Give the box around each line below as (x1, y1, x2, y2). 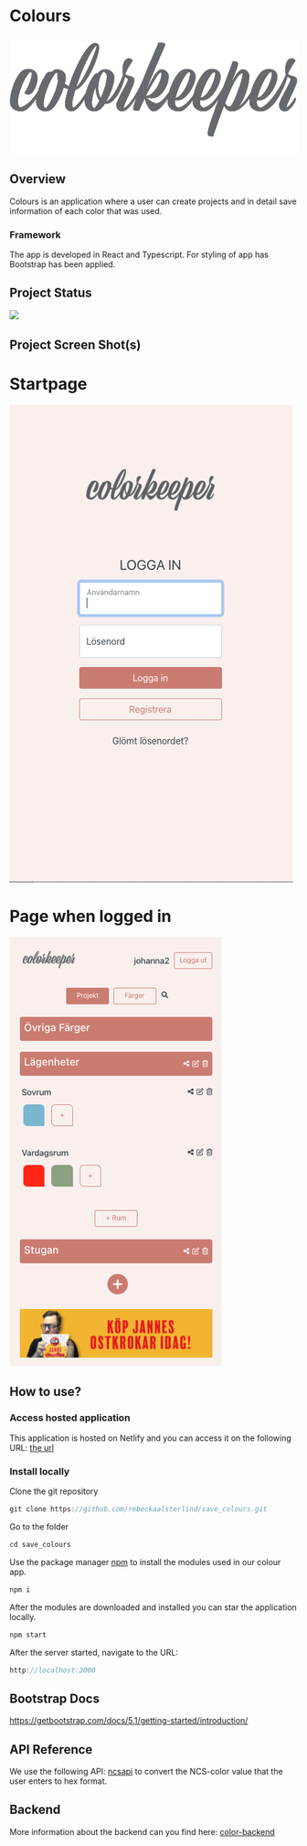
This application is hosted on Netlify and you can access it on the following (9, 1433, 292, 1444)
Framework (9, 228, 61, 241)
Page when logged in (9, 907, 172, 927)
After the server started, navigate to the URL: (9, 1647, 178, 1658)
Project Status (9, 285, 93, 301)
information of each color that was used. (9, 205, 163, 216)
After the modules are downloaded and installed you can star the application (9, 1602, 297, 1613)
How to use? (9, 1384, 82, 1400)
